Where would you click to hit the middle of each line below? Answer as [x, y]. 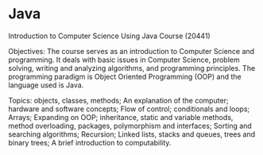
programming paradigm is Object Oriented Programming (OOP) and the [125, 76]
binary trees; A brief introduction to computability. [90, 142]
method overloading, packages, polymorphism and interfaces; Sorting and [130, 126]
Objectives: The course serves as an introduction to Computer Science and [131, 51]
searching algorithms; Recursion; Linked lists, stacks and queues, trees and [132, 134]
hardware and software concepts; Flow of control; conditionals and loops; [129, 109]
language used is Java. [46, 85]
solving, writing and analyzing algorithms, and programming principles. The [132, 68]
